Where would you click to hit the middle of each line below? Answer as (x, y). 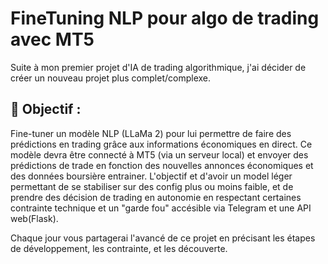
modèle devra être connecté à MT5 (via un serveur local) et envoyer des (159, 154)
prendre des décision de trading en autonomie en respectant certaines (156, 197)
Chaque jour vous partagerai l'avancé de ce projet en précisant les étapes (163, 238)
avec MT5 (52, 39)
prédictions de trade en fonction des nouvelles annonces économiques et (162, 165)
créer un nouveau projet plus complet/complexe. (111, 78)
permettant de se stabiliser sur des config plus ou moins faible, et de (152, 186)
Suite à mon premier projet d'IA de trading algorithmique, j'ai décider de (158, 67)
